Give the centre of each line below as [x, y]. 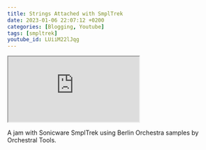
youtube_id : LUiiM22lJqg [43, 40]
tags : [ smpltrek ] [32, 33]
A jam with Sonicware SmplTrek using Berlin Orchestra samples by [103, 133]
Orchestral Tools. [32, 140]
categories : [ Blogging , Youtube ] [56, 27]
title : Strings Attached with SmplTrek [65, 14]
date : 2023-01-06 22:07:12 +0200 [56, 20]
